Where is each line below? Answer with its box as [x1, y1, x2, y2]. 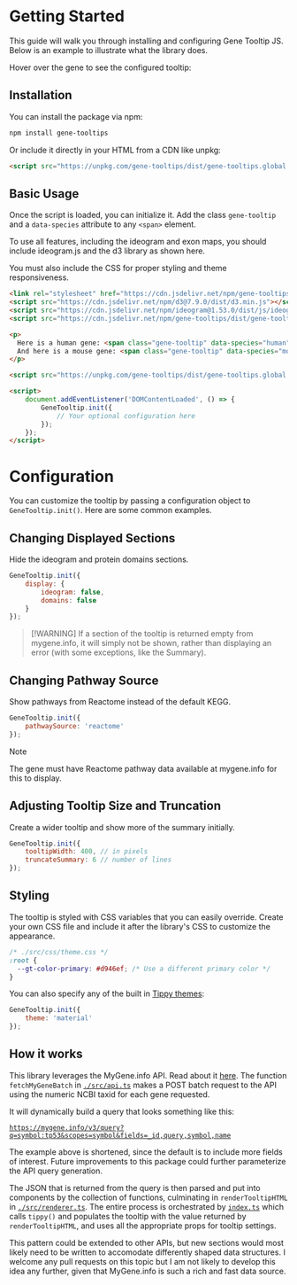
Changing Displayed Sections [9, 530, 176, 546]
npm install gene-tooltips [9, 128, 109, 137]
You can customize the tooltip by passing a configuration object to [9, 495, 251, 506]
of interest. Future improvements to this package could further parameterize [9, 1156, 286, 1166]
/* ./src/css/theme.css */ [9, 947, 109, 956]
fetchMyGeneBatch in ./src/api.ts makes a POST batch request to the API [9, 1079, 277, 1090]
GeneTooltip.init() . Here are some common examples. [9, 505, 212, 516]
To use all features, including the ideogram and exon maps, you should [9, 237, 267, 247]
